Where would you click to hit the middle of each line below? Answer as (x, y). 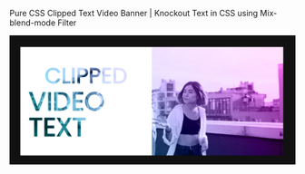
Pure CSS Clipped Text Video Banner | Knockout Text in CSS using (134, 13)
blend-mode (33, 23)
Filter (67, 23)
